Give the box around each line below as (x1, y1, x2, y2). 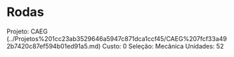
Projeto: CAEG (6, 27, 48, 35)
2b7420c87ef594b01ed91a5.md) (6, 42, 101, 50)
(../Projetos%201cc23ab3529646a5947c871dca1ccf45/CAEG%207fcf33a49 (6, 34, 228, 42)
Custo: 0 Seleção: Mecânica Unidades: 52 (102, 42, 224, 50)
